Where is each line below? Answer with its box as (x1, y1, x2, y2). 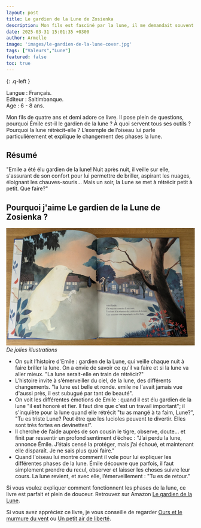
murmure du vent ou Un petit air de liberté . (6, 515, 112, 522)
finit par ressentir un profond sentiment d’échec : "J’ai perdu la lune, (14, 434, 182, 441)
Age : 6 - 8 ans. (6, 102, 45, 109)
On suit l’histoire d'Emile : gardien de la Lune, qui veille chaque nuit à (14, 358, 184, 365)
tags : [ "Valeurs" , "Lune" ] (6, 48, 71, 54)
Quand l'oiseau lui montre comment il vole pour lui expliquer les (14, 453, 172, 460)
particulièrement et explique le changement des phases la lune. (6, 133, 163, 140)
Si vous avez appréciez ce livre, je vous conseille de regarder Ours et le (6, 508, 182, 515)
